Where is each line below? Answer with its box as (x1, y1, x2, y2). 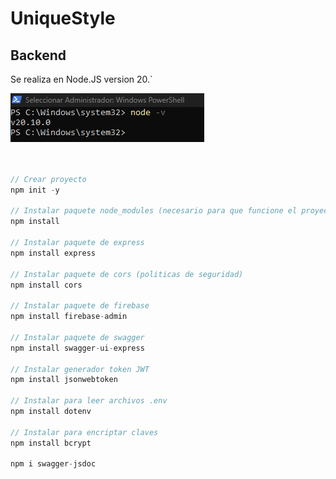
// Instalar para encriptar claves (10, 427, 159, 437)
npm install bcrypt (10, 438, 92, 448)
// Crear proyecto (10, 174, 87, 184)
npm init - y (10, 185, 60, 195)
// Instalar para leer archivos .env (10, 396, 168, 406)
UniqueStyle (10, 7, 116, 30)
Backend (10, 47, 67, 64)
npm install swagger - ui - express (10, 343, 145, 353)
